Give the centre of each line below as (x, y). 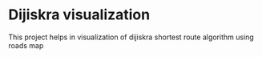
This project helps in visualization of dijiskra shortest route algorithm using (131, 37)
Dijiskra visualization (79, 15)
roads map (26, 45)
